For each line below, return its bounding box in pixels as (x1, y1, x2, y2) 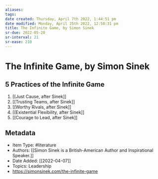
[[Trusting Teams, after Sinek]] (12, 98, 75, 104)
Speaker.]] (12, 152, 34, 158)
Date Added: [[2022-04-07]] (12, 158, 71, 164)
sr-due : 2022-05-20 (5, 30, 46, 35)
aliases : (5, 7, 23, 12)
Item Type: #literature (12, 142, 56, 148)
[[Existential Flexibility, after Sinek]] (12, 109, 85, 115)
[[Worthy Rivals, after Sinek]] (12, 104, 72, 110)
